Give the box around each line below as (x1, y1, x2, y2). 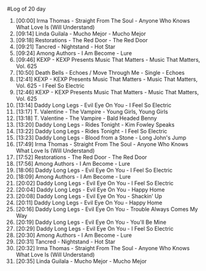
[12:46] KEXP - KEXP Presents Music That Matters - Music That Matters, (15, 89, 199, 95)
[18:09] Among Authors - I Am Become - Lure (15, 173, 131, 180)
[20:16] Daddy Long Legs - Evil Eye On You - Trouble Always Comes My (15, 206, 198, 213)
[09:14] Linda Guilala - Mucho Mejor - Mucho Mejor (15, 30, 147, 37)
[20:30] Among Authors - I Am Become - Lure (15, 232, 132, 239)
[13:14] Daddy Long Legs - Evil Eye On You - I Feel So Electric (15, 102, 172, 109)
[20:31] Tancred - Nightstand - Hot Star (15, 238, 116, 245)
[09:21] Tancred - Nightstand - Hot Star (15, 43, 116, 50)
